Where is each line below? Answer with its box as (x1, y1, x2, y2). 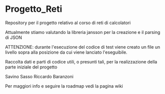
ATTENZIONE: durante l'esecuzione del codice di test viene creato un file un (5, 44, 161, 50)
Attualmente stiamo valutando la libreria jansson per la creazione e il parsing (5, 29, 161, 35)
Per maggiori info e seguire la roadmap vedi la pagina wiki (5, 83, 124, 89)
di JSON (5, 34, 22, 40)
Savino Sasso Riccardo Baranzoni (5, 73, 74, 79)
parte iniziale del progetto (5, 64, 58, 70)
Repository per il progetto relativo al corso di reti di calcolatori (5, 20, 131, 26)
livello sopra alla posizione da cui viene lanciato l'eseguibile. (5, 49, 127, 55)
